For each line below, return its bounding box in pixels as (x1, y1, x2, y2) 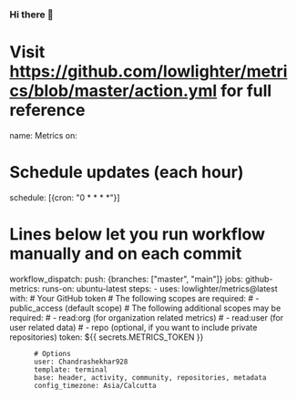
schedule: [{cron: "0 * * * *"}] (9, 191, 120, 203)
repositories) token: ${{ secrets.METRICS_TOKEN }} (9, 332, 204, 343)
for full (220, 81, 272, 101)
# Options (33, 349, 71, 358)
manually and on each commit (9, 243, 242, 263)
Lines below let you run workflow (9, 223, 266, 244)
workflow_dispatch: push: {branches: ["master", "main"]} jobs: (9, 273, 244, 284)
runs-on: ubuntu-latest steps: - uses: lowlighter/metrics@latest (42, 282, 278, 294)
